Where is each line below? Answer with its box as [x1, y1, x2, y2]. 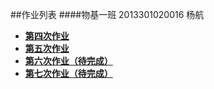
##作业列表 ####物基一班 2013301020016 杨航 [10, 9, 205, 20]
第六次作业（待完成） [24, 55, 113, 67]
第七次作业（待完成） [24, 68, 113, 79]
